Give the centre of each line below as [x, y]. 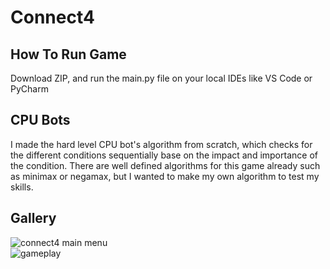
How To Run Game [68, 54]
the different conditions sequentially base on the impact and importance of [164, 155]
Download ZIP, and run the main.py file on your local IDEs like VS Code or [161, 78]
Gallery [33, 218]
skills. [22, 187]
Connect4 [52, 17]
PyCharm [29, 89]
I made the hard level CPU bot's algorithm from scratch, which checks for [161, 144]
